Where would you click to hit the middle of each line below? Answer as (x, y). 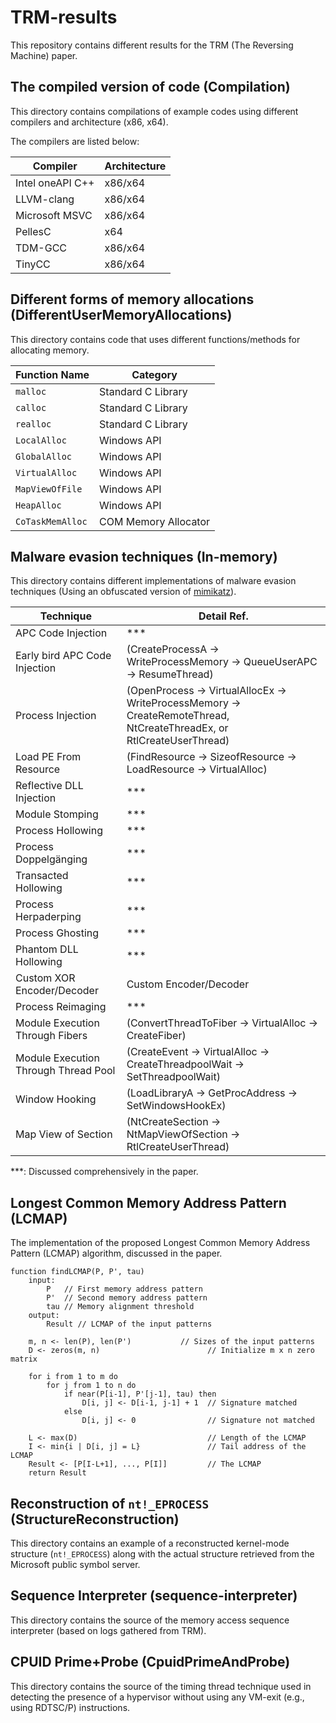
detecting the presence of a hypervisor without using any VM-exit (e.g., (157, 1697)
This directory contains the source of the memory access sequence (150, 1620)
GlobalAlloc (44, 456)
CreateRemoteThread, (178, 716)
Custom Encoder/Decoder (188, 984)
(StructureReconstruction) (95, 1519)
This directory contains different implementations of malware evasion (153, 581)
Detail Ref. (223, 616)
